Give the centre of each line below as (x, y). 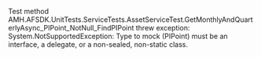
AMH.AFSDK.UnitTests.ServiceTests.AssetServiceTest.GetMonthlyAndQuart (130, 20)
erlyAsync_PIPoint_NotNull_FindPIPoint (71, 28)
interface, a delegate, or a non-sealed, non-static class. (98, 45)
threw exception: (163, 28)
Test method (29, 11)
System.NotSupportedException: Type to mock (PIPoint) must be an (118, 36)
